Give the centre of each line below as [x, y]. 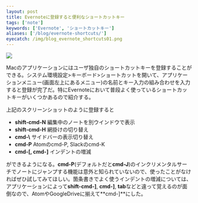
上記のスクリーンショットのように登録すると [60, 109]
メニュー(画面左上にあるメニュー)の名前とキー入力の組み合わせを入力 [106, 82]
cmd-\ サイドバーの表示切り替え [54, 137]
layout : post [22, 12]
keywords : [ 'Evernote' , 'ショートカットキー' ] [60, 28]
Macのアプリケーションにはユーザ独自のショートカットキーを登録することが [99, 68]
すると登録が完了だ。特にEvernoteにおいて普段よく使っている [81, 90]
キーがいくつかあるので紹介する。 [52, 97]
